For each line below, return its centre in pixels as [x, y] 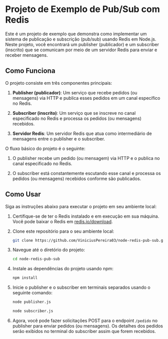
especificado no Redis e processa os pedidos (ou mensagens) [77, 118]
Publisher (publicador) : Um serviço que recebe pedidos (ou [75, 93]
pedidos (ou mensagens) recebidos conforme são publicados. [77, 179]
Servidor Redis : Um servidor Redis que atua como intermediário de [82, 133]
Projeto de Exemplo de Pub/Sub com [83, 9]
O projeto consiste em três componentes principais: [59, 83]
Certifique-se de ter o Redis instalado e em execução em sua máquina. [86, 216]
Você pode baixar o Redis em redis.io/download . [62, 221]
